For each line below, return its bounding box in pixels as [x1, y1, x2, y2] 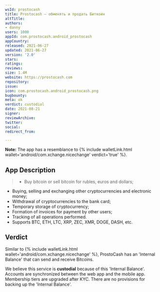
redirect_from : [5, 129, 36, 134]
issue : [5, 84, 18, 89]
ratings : [5, 61, 23, 66]
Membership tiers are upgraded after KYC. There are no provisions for [5, 276, 145, 282]
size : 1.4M [5, 70, 27, 75]
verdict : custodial [5, 102, 45, 107]
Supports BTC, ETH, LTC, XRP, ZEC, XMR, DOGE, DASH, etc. [12, 219, 133, 225]
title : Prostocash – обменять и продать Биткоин [5, 12, 105, 17]
